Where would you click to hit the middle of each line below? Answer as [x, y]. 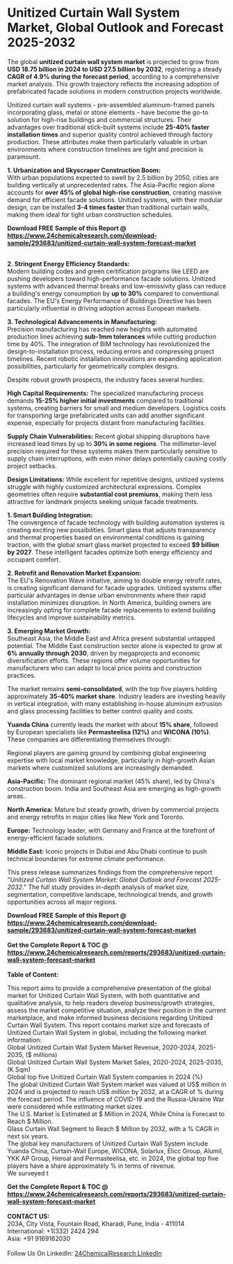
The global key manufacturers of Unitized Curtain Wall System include [108, 1143]
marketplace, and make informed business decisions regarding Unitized [110, 1017]
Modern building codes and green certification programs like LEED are [108, 271]
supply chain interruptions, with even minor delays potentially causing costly [117, 458]
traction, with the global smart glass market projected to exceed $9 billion [113, 544]
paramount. [24, 156]
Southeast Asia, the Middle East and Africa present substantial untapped [111, 638]
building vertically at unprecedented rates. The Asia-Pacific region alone [111, 185]
